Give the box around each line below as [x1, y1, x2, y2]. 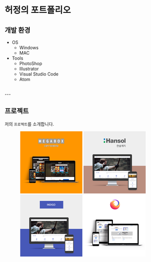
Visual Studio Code [19, 71, 59, 77]
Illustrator [19, 66, 39, 72]
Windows [19, 45, 39, 50]
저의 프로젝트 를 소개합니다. [4, 121, 54, 127]
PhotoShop [19, 61, 43, 66]
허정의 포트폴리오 [4, 4, 71, 16]
